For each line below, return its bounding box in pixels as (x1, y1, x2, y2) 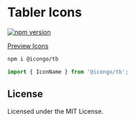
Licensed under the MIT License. (7, 107, 104, 115)
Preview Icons (7, 41, 49, 50)
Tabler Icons (7, 4, 82, 21)
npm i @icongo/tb (7, 55, 59, 63)
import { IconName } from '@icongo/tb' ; (7, 68, 129, 75)
